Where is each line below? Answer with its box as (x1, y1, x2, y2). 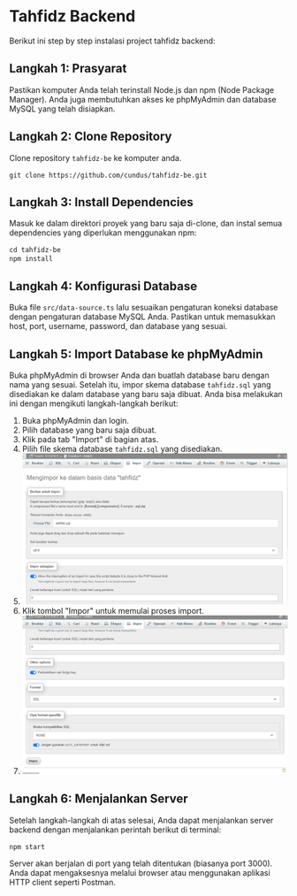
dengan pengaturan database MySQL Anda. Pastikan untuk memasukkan (9, 311, 276, 322)
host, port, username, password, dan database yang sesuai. (9, 321, 228, 332)
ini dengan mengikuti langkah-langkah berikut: (9, 398, 179, 409)
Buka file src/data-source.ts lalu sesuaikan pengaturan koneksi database (9, 302, 278, 313)
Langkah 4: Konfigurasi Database (9, 279, 197, 294)
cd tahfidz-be (9, 246, 62, 255)
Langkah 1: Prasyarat (9, 61, 127, 76)
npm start (9, 842, 46, 851)
